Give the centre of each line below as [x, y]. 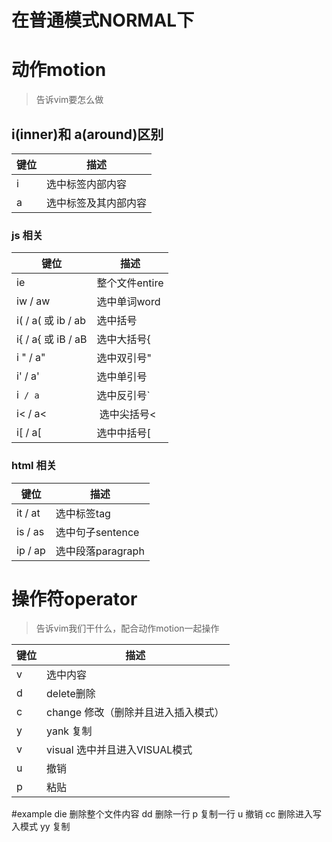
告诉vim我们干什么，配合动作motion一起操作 [127, 628]
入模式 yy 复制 [41, 827]
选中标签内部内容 [87, 184]
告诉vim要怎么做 [69, 100]
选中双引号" [124, 358]
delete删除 [71, 694]
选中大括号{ [123, 339]
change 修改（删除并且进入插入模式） [135, 713]
